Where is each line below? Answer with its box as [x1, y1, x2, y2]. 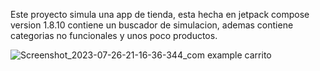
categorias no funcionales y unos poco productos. [10, 30, 218, 41]
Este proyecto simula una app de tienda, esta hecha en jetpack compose [10, 9, 310, 20]
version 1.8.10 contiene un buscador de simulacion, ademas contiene [10, 19, 294, 31]
